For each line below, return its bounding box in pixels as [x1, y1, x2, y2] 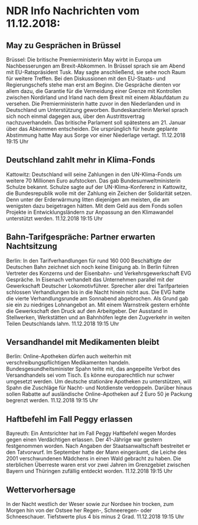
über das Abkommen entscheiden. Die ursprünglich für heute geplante [6, 126, 178, 132]
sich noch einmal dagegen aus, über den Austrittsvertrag [6, 113, 145, 120]
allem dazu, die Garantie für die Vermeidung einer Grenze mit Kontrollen [6, 88, 181, 94]
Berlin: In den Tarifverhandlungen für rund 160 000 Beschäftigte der [6, 257, 171, 264]
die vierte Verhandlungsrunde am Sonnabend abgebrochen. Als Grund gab [6, 294, 189, 302]
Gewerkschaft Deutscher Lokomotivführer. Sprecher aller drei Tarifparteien [6, 282, 189, 289]
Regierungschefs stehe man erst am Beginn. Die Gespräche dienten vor [6, 81, 181, 88]
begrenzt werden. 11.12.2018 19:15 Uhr [6, 397, 99, 404]
